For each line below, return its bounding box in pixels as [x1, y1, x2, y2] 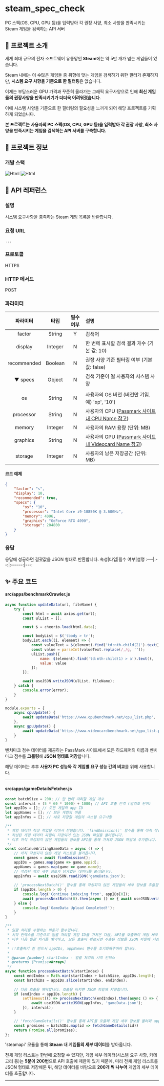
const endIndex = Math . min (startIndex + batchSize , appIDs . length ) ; [14, 973, 156, 978]
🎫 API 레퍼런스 [5, 186, 47, 194]
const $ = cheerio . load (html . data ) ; [22, 625, 97, 630]
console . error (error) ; [22, 688, 69, 693]
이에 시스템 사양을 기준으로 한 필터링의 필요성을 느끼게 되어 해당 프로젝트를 [5, 105, 147, 111]
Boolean [45, 360, 65, 367]
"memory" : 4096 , [22, 514, 56, 519]
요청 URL [5, 227, 25, 234]
